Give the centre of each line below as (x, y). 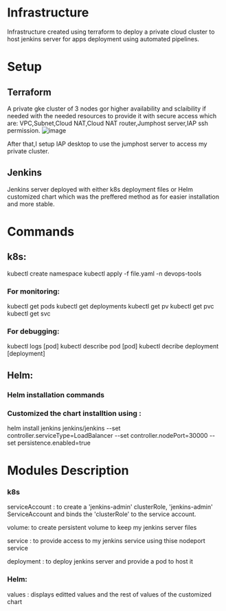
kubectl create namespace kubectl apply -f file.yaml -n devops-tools (104, 274)
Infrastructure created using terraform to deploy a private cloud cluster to (111, 32)
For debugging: (33, 331)
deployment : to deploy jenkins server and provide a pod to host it (100, 562)
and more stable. (31, 203)
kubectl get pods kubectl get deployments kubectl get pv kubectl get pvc (111, 307)
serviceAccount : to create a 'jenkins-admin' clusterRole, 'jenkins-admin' (110, 507)
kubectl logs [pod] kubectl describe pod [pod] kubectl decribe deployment (113, 346)
